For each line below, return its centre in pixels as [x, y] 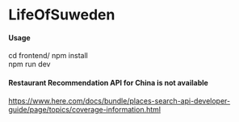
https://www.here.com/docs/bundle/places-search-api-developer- [119, 101]
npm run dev [29, 64]
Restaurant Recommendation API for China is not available [108, 82]
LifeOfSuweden [62, 15]
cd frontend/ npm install [48, 56]
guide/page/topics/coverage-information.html [85, 109]
